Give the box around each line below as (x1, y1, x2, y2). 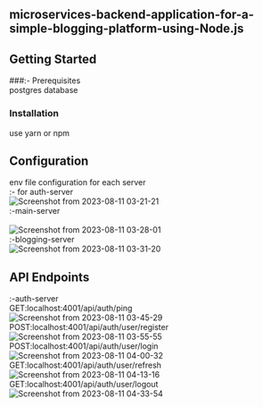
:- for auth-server (9, 187, 74, 198)
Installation (9, 107, 60, 120)
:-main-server (9, 206, 61, 216)
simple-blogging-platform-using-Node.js (9, 21, 244, 37)
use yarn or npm (9, 127, 70, 138)
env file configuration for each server (9, 177, 146, 188)
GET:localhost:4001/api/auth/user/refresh (9, 360, 162, 370)
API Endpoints (9, 269, 90, 284)
